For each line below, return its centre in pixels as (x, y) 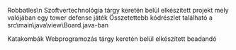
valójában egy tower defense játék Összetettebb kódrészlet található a (110, 18)
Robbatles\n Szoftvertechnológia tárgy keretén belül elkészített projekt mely (118, 10)
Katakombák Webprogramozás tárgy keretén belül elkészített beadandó (112, 39)
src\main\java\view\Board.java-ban (58, 25)
